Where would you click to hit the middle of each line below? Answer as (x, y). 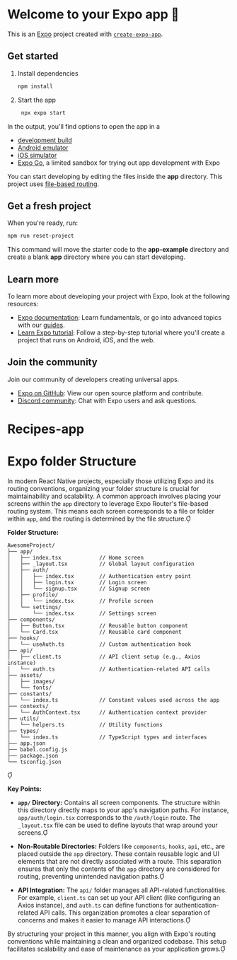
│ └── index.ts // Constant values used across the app (114, 700)
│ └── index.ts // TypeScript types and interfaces (107, 737)
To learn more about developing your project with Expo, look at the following (118, 296)
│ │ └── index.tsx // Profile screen (80, 601)
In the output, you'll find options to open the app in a (84, 126)
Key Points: (24, 789)
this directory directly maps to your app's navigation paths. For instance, (123, 810)
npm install (35, 86)
